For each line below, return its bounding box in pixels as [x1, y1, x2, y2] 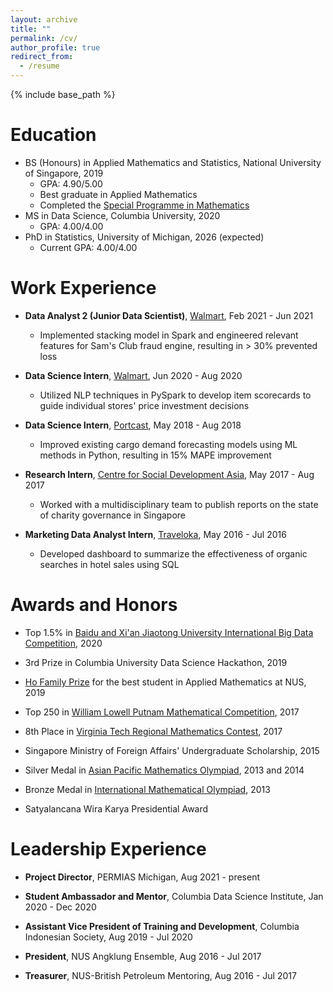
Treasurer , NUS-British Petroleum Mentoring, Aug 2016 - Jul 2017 [24, 969, 297, 981]
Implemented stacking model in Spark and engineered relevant [39, 329, 299, 341]
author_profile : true [10, 42, 101, 53]
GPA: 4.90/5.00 [39, 177, 103, 190]
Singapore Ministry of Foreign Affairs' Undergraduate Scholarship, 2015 [24, 744, 320, 756]
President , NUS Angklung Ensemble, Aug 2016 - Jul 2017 [24, 950, 262, 962]
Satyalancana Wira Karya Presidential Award [24, 802, 209, 815]
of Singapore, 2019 [24, 167, 104, 179]
